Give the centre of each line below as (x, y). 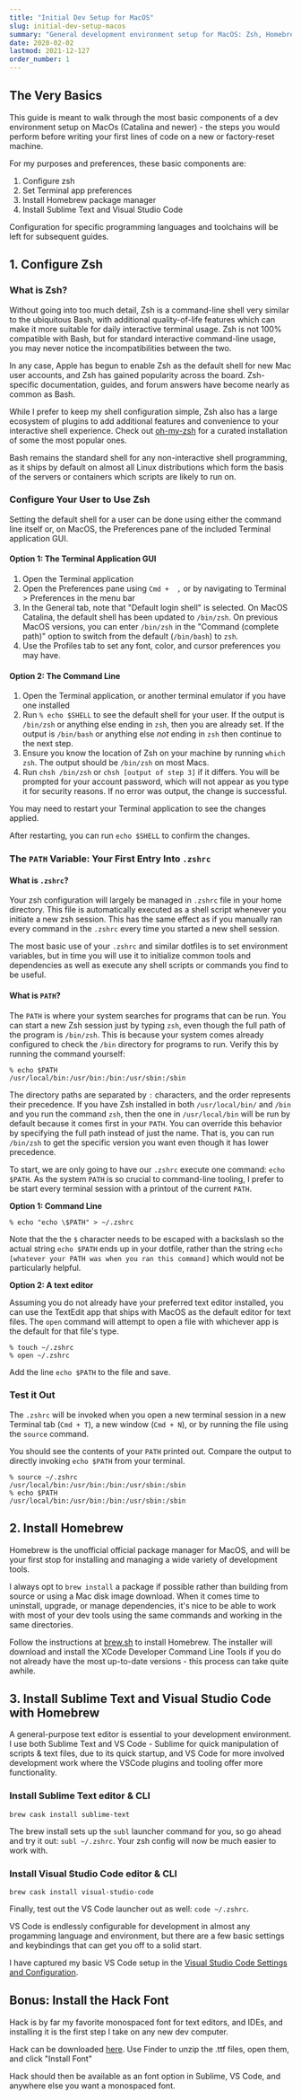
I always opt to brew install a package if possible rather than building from (149, 1586)
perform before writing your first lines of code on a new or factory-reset (142, 137)
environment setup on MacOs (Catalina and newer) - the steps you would (145, 127)
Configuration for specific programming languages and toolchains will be (144, 226)
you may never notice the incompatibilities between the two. (120, 348)
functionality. (34, 1773)
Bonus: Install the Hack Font (89, 2001)
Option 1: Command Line (56, 1205)
